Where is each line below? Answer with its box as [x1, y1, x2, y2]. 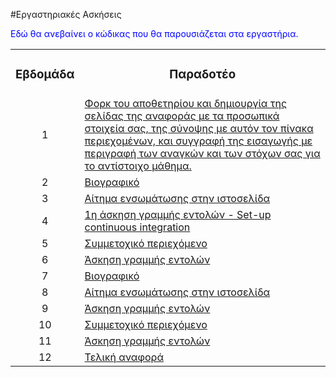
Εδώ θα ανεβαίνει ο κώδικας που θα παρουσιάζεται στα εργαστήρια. [10, 28, 299, 39]
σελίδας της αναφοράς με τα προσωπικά [84, 109, 280, 123]
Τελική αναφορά [84, 350, 165, 364]
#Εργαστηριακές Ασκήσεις [10, 9, 122, 20]
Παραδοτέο [169, 67, 237, 83]
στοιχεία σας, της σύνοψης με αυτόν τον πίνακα [84, 121, 314, 135]
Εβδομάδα [15, 67, 75, 83]
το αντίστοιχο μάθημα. [84, 159, 192, 173]
